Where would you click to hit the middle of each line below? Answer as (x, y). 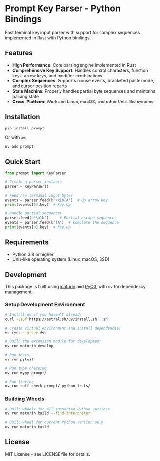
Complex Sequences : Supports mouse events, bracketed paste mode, (83, 80)
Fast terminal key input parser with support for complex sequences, (73, 32)
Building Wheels (25, 399)
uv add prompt (20, 147)
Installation (22, 117)
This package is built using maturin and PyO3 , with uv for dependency (75, 286)
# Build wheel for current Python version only (54, 422)
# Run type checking (26, 368)
